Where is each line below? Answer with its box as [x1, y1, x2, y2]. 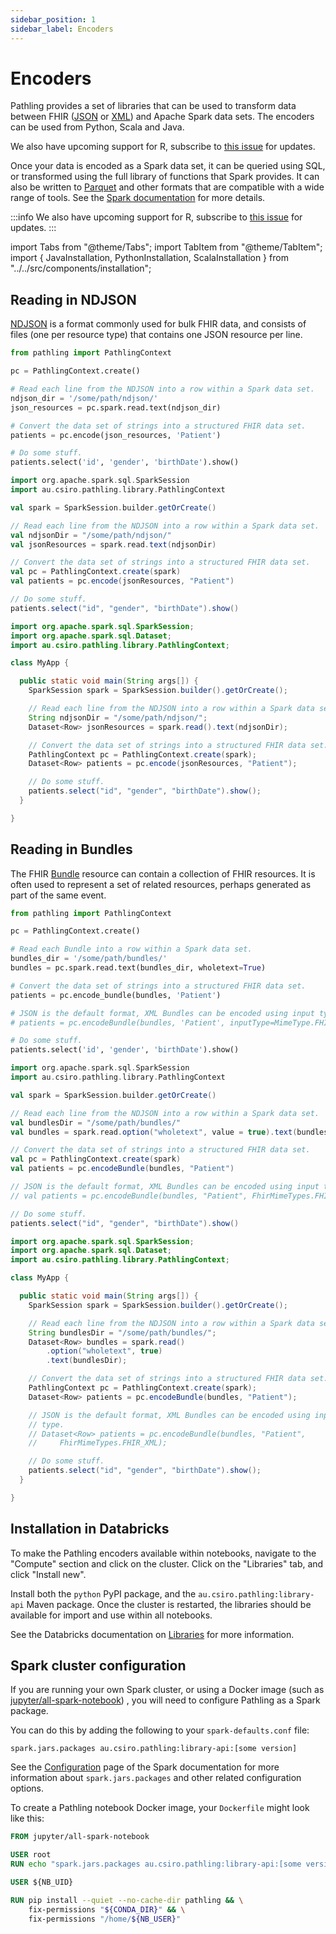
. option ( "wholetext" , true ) [46, 1346, 163, 1356]
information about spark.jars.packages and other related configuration [10, 1772, 302, 1784]
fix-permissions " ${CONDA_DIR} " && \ [28, 1904, 186, 1915]
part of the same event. [10, 889, 107, 901]
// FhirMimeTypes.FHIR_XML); [28, 1438, 168, 1448]
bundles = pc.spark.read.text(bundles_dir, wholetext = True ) [10, 963, 267, 973]
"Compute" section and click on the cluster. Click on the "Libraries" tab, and [10, 1557, 324, 1570]
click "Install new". [10, 1568, 87, 1580]
